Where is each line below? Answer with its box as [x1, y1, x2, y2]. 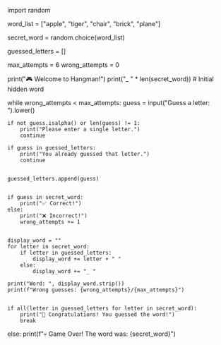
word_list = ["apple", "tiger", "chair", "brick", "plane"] [7, 20, 161, 28]
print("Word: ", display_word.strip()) [7, 280, 125, 287]
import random [7, 6, 51, 14]
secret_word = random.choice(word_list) [7, 33, 125, 42]
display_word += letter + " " [32, 255, 121, 262]
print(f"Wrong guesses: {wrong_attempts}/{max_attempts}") [7, 286, 185, 293]
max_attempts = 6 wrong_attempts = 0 [7, 61, 120, 69]
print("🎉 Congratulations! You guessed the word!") [20, 311, 175, 318]
